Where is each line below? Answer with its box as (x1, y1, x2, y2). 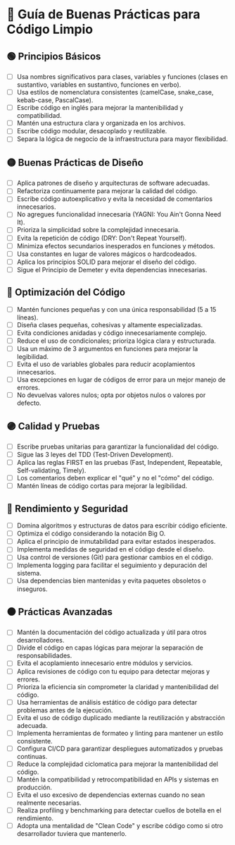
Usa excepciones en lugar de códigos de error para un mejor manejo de (16, 375, 226, 384)
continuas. (16, 752, 48, 760)
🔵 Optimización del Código (6, 286, 126, 298)
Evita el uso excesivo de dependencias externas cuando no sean (16, 791, 205, 799)
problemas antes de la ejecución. (16, 705, 113, 715)
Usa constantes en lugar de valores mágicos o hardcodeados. (16, 250, 197, 258)
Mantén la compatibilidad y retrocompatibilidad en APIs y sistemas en (16, 775, 219, 784)
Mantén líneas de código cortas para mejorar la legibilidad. (16, 482, 188, 490)
